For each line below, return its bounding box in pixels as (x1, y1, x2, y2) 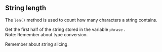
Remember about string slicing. (5, 41, 69, 47)
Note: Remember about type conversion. (5, 31, 88, 37)
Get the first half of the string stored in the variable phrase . (5, 26, 125, 32)
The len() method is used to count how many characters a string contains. (5, 17, 158, 23)
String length (5, 4, 46, 12)
